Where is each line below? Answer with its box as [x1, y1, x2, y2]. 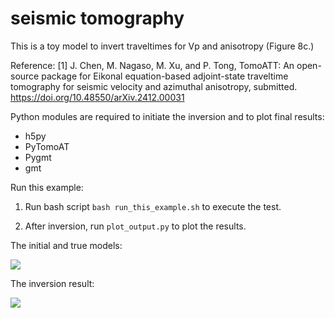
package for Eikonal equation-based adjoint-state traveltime [41, 70, 289, 82]
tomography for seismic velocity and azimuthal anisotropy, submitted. [10, 80, 298, 92]
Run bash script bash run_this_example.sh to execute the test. [24, 200, 282, 212]
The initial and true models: [10, 239, 123, 251]
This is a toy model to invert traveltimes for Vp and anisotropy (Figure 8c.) [10, 40, 315, 52]
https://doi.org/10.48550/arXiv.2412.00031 [10, 91, 185, 103]
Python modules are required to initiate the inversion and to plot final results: [10, 110, 325, 122]
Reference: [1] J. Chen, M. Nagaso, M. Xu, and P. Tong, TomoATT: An [10, 59, 295, 71]
